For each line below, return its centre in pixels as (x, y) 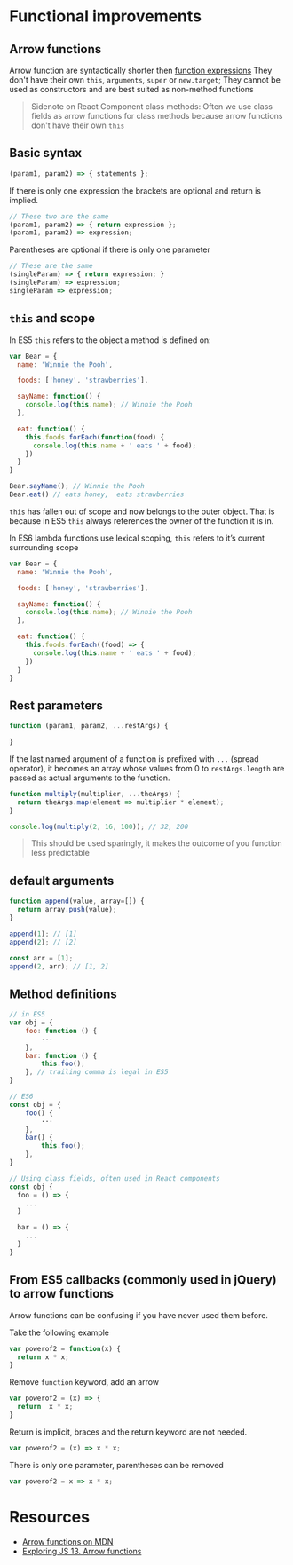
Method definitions (63, 994)
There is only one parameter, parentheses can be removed (116, 1465)
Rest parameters (56, 705)
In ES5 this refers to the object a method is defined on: (110, 340)
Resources (50, 1517)
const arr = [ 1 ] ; (41, 958)
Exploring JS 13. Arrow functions (82, 1551)
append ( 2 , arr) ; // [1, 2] (59, 966)
